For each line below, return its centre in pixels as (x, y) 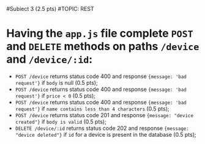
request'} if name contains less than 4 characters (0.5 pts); (92, 109)
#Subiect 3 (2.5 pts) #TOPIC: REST (50, 9)
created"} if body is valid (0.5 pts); (61, 121)
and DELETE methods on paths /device (103, 47)
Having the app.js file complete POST (100, 34)
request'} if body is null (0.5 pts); (56, 82)
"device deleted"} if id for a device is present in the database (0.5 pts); (106, 134)
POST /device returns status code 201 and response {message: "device (104, 115)
